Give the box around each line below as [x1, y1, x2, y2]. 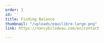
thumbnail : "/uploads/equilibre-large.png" [5, 21, 97, 26]
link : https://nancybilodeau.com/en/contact [5, 26, 99, 31]
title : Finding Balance [5, 16, 55, 21]
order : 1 [5, 7, 23, 12]
